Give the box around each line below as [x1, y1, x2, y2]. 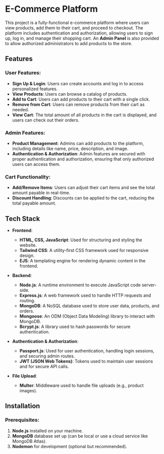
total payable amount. [12, 200, 56, 206]
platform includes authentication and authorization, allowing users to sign [5, 30, 153, 36]
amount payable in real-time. [12, 190, 70, 196]
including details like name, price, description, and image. [12, 146, 129, 151]
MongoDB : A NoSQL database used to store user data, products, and [19, 303, 160, 309]
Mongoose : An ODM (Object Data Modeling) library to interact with [19, 313, 155, 319]
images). [19, 388, 38, 394]
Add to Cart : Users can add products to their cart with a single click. [12, 96, 150, 102]
